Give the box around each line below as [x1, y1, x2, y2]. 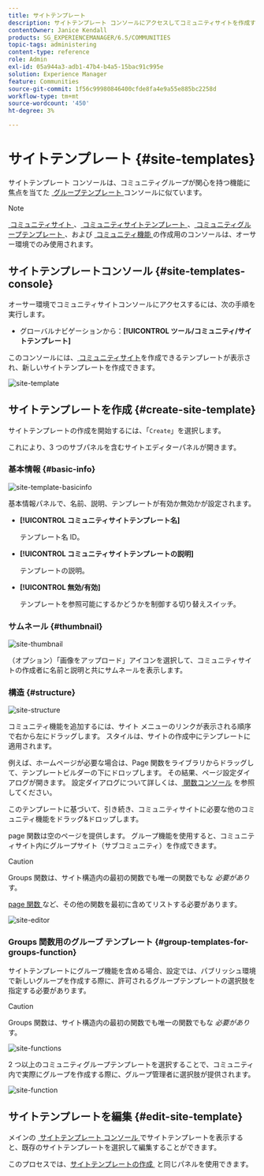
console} [8, 278, 54, 291]
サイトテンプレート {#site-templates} [8, 151, 256, 168]
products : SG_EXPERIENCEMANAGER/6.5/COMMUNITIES [8, 33, 171, 42]
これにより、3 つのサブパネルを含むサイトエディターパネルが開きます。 [8, 442, 241, 452]
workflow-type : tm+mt [8, 92, 80, 100]
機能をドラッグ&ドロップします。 [35, 814, 143, 824]
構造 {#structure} [8, 687, 76, 698]
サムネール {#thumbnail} [8, 621, 103, 632]
